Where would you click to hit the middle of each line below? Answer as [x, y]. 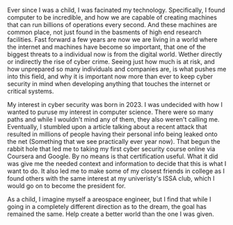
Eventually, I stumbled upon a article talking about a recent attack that [107, 127]
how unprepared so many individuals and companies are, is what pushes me [117, 69]
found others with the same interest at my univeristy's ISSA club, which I [111, 178]
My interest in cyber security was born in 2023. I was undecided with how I [115, 105]
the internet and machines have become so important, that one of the [107, 47]
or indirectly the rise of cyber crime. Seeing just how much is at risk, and [111, 61]
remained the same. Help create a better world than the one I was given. [111, 214]
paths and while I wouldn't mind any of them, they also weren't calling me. [113, 119]
